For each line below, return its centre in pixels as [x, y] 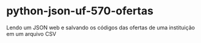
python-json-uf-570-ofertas [80, 11]
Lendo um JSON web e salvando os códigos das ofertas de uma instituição [100, 27]
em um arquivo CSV [31, 33]
